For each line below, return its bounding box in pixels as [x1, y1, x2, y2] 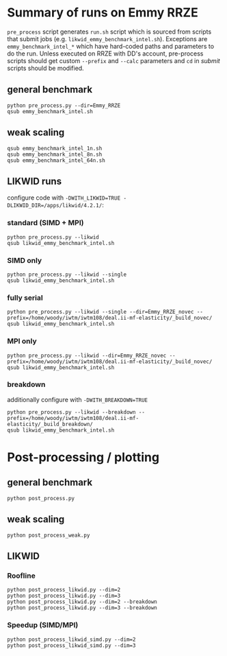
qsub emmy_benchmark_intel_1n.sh [7, 145, 103, 152]
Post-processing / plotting [7, 449, 159, 465]
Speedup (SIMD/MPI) [7, 620, 79, 630]
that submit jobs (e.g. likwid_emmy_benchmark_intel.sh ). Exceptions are [7, 34, 208, 43]
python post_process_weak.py [7, 532, 90, 539]
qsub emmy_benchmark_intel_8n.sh [7, 151, 103, 158]
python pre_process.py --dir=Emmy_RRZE [7, 102, 121, 109]
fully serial [7, 293, 43, 303]
